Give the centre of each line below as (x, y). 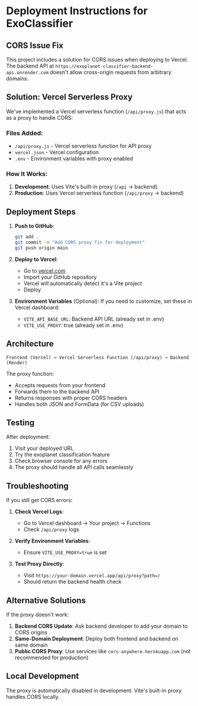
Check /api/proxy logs (51, 529)
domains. (17, 79)
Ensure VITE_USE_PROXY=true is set (65, 552)
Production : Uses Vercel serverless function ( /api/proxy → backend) (99, 193)
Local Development (43, 676)
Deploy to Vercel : (36, 259)
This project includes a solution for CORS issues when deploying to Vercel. (97, 60)
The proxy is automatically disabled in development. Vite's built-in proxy (94, 690)
